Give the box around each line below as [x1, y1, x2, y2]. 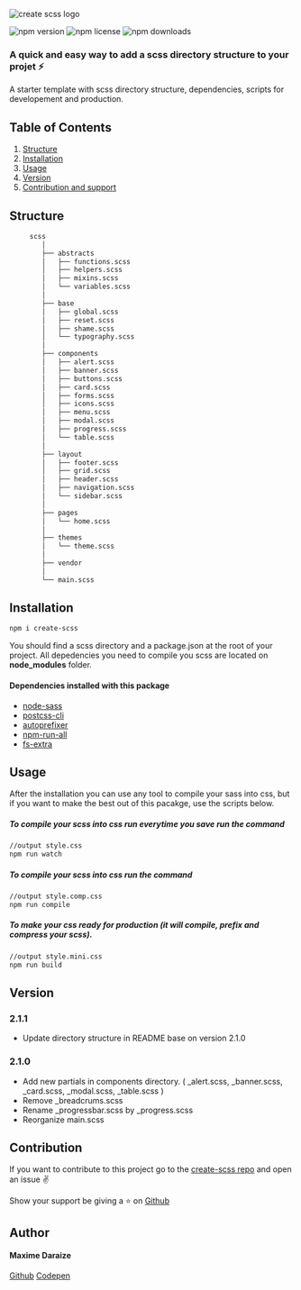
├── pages [41, 508, 78, 517]
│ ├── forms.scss [41, 391, 115, 400]
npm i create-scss [9, 624, 78, 633]
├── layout [41, 450, 83, 459]
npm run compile [9, 900, 70, 909]
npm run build [9, 960, 63, 969]
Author [9, 1225, 50, 1240]
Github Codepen [9, 1270, 70, 1281]
